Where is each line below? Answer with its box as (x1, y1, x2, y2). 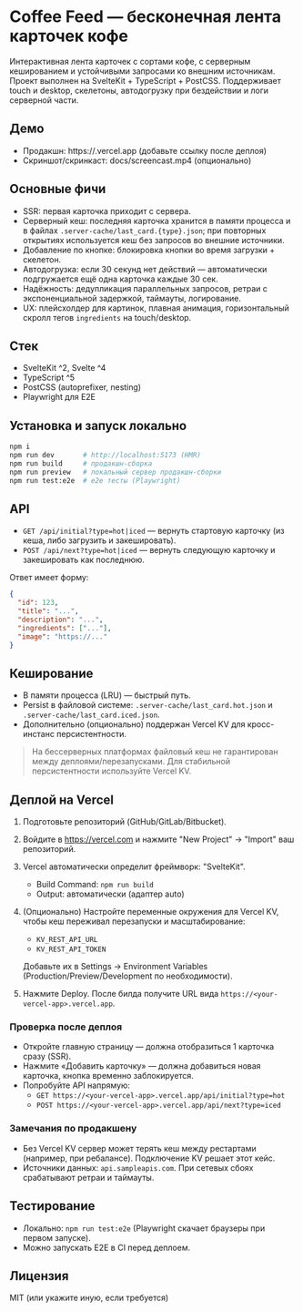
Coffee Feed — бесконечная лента (9, 6, 282, 27)
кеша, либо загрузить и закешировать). (22, 535, 177, 546)
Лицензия (9, 1268, 69, 1284)
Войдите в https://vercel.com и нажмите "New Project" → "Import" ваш (22, 834, 295, 845)
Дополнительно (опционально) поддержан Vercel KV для (22, 719, 246, 730)
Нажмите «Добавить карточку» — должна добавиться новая (22, 1061, 261, 1071)
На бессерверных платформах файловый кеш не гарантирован (31, 746, 278, 757)
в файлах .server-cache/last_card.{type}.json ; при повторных (22, 225, 267, 236)
